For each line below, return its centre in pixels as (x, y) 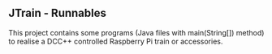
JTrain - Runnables (58, 13)
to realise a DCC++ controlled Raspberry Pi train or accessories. (116, 41)
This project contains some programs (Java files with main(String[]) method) (136, 32)
